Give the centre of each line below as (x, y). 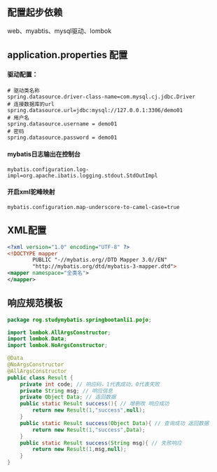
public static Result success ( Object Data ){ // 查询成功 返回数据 (114, 423)
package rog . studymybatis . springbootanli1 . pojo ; (79, 320)
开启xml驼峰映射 (31, 192)
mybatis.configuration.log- (48, 169)
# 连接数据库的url (31, 104)
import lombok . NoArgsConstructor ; (58, 346)
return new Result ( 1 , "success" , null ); (89, 410)
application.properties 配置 (68, 55)
